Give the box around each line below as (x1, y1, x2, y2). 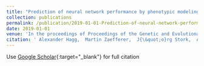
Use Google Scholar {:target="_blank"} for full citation (6, 53, 140, 60)
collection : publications (6, 14, 72, 20)
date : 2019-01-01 (6, 25, 50, 32)
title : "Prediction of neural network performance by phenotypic (6, 8, 175, 15)
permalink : (6, 20, 34, 26)
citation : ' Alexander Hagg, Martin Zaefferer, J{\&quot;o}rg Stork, (6, 37, 191, 43)
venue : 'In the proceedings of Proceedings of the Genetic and (6, 31, 170, 37)
